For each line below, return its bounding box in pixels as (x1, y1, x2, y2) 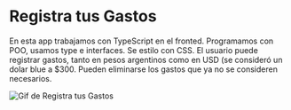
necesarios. (9, 73, 52, 83)
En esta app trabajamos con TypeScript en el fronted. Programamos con (9, 35, 274, 46)
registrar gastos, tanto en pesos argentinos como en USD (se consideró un (9, 54, 283, 65)
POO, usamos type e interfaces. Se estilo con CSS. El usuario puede (9, 44, 259, 55)
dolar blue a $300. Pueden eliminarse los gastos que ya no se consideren (9, 64, 278, 75)
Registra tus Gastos (9, 6, 157, 27)
